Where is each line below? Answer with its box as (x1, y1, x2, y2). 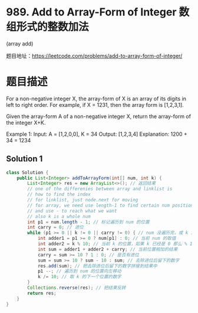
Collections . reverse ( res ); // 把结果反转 (27, 285, 126, 291)
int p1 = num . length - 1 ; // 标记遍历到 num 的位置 (27, 219, 150, 225)
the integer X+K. (6, 119, 46, 126)
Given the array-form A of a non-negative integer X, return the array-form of (6, 113, 192, 120)
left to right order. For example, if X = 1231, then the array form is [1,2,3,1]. (6, 101, 184, 108)
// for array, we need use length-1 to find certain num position (27, 202, 194, 208)
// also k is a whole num (27, 213, 91, 219)
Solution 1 (6, 154, 43, 164)
